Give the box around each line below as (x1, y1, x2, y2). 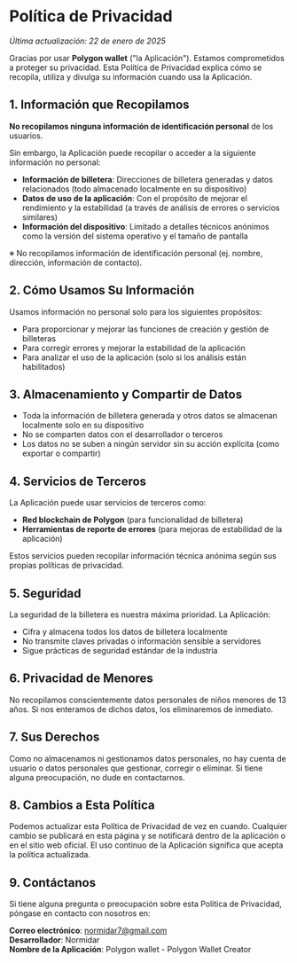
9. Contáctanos (9, 875, 96, 890)
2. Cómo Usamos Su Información (9, 283, 195, 298)
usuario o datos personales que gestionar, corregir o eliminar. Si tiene (9, 763, 263, 773)
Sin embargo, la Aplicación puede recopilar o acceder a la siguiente (9, 147, 256, 158)
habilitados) (21, 361, 66, 372)
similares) (21, 211, 59, 223)
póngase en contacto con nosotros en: (9, 908, 151, 919)
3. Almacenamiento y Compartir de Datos (9, 387, 242, 402)
